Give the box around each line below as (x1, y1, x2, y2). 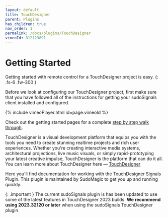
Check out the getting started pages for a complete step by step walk (5, 119, 149, 125)
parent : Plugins (5, 17, 39, 22)
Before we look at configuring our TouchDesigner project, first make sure (5, 89, 157, 95)
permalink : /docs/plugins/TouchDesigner (5, 31, 92, 36)
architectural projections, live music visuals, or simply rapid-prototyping (5, 150, 154, 156)
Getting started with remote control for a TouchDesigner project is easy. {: (5, 74, 158, 80)
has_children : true (5, 21, 46, 27)
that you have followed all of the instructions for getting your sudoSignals (5, 94, 157, 100)
